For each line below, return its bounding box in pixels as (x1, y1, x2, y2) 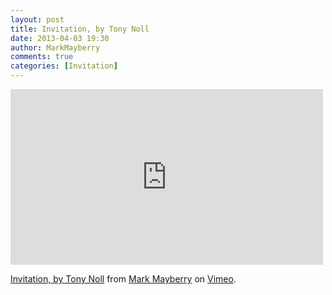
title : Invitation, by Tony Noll (10, 24, 150, 34)
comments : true (10, 52, 74, 62)
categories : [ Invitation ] (10, 61, 118, 71)
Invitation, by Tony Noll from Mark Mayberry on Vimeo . (10, 273, 237, 285)
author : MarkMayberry (10, 42, 101, 53)
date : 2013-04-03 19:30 (10, 33, 110, 43)
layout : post (10, 14, 65, 25)
